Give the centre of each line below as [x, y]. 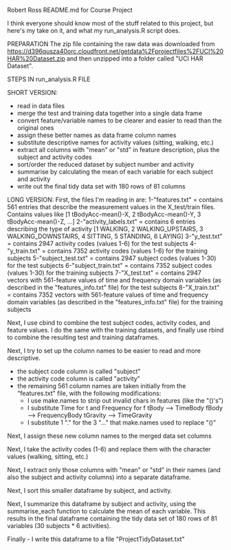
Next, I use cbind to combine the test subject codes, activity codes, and [109, 322]
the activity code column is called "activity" [79, 379]
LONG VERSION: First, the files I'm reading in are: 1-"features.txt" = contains [115, 200]
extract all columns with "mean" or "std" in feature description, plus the [118, 150]
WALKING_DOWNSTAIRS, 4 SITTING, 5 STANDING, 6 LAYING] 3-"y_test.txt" [115, 236]
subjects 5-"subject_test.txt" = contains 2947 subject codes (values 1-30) [112, 258]
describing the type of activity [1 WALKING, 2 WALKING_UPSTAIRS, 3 [105, 229]
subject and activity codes [55, 157]
